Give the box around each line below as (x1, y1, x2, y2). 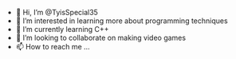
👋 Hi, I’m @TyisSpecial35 (15, 8, 98, 17)
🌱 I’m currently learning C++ (15, 25, 109, 33)
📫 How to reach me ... (15, 42, 90, 51)
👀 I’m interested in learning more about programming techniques (15, 16, 229, 26)
